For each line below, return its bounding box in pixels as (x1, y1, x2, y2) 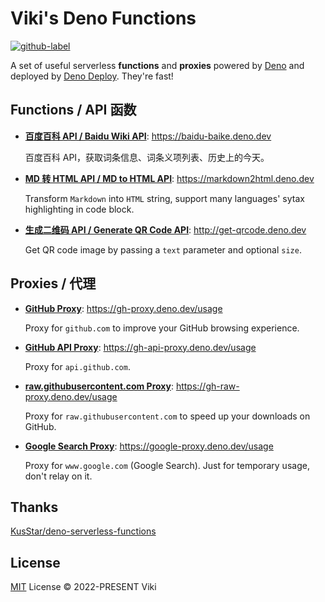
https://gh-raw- (175, 380, 240, 392)
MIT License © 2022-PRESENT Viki (10, 581, 157, 593)
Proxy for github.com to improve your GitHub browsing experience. (24, 322, 300, 334)
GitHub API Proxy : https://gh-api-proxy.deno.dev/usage (24, 341, 257, 353)
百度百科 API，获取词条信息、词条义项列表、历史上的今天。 (24, 151, 270, 163)
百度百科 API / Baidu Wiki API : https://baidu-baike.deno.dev (24, 130, 272, 142)
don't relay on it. (24, 470, 93, 482)
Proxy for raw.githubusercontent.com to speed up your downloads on (24, 410, 311, 422)
